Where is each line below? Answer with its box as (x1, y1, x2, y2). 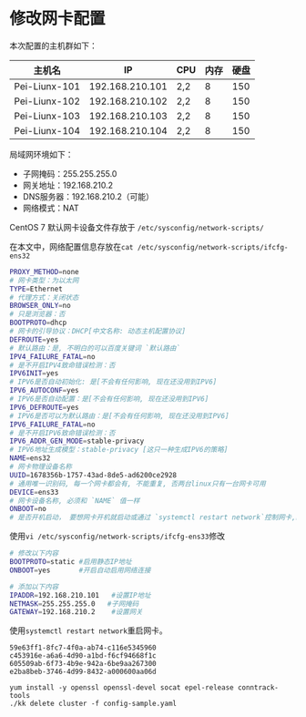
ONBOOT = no (9, 505, 47, 514)
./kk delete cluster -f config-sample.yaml (9, 699, 178, 709)
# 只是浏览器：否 (9, 310, 66, 319)
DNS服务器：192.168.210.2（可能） (22, 190, 155, 201)
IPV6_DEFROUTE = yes (9, 403, 79, 412)
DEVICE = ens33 (9, 487, 59, 497)
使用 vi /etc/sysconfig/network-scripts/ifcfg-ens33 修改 (9, 530, 226, 542)
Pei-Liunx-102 (14, 95, 80, 108)
